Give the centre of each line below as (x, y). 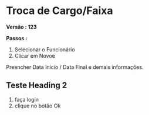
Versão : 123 (21, 27)
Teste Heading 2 (37, 86)
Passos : (17, 38)
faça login (27, 99)
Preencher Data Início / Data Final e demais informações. (75, 67)
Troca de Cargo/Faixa (60, 11)
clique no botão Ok (38, 106)
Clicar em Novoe (35, 55)
